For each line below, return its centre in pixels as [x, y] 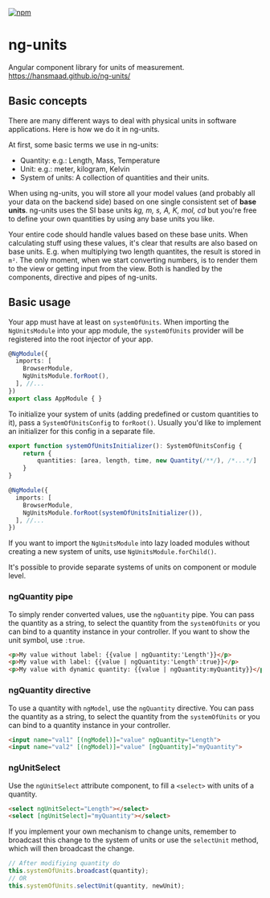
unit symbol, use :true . [47, 639]
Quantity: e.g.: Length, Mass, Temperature [90, 160]
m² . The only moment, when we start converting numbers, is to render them [133, 260]
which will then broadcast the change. [72, 849]
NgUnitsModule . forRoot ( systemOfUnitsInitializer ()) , [113, 513]
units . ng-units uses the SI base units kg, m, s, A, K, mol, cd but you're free [133, 210]
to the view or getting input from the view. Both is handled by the [115, 268]
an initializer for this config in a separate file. [82, 431]
